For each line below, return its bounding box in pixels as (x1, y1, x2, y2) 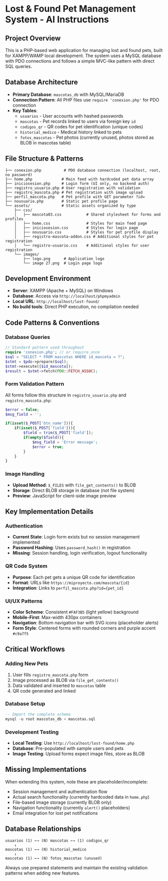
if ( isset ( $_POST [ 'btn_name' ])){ (5, 421, 73, 426)
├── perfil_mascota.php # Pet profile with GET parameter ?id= (5, 194, 145, 200)
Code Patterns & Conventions (5, 318, 100, 327)
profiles (5, 216, 24, 221)
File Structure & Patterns (5, 155, 84, 163)
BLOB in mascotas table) (20, 139, 71, 145)
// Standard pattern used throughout (5, 345, 85, 350)
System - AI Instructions (5, 14, 109, 25)
